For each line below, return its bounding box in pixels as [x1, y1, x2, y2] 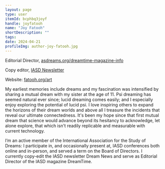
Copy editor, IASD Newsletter [5, 67, 64, 73]
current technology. [5, 128, 45, 134]
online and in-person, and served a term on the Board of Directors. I [5, 148, 142, 154]
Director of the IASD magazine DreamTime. [5, 158, 92, 164]
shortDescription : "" [5, 30, 50, 35]
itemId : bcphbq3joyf [5, 16, 48, 21]
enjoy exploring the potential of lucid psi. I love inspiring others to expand [5, 101, 154, 107]
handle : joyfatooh [5, 21, 43, 26]
